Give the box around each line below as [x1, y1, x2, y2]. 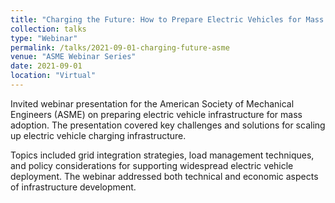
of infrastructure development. [10, 181, 137, 193]
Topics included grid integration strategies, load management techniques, [10, 149, 315, 161]
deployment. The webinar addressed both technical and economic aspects [10, 170, 319, 182]
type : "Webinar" [10, 33, 78, 43]
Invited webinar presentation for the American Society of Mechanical [10, 97, 295, 110]
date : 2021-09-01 [10, 61, 83, 71]
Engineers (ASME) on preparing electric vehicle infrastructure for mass [10, 108, 303, 120]
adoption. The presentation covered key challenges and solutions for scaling [10, 119, 326, 131]
